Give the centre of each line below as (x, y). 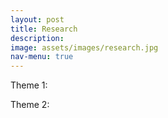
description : (37, 38)
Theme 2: (30, 105)
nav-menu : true (42, 57)
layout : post (37, 19)
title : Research (44, 29)
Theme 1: (29, 85)
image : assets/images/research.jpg (84, 47)
